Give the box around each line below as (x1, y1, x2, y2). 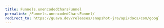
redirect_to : (5, 16, 32, 20)
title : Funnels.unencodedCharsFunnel (5, 7, 82, 12)
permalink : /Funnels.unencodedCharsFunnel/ (5, 11, 95, 16)
